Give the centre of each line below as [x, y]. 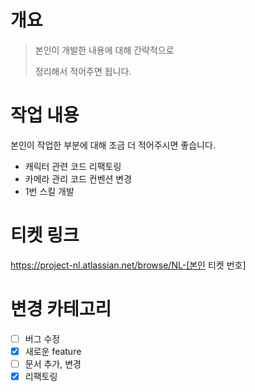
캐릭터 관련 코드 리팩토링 [73, 166]
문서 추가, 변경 [53, 363]
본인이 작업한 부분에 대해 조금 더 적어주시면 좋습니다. [113, 145]
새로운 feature [53, 351]
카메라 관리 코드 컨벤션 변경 [78, 178]
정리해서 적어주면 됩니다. [83, 71]
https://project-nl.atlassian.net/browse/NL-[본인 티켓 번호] [128, 265]
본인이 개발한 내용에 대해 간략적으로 [104, 50]
